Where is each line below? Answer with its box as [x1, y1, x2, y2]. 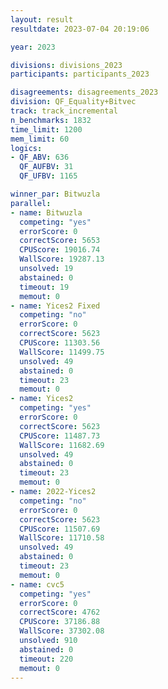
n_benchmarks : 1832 [10, 115, 92, 125]
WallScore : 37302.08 [19, 626, 105, 636]
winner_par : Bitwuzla [10, 189, 101, 199]
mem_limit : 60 [10, 134, 70, 144]
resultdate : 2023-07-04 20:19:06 [10, 24, 150, 34]
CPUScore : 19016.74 [19, 245, 101, 255]
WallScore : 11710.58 [19, 533, 105, 543]
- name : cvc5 [10, 579, 65, 590]
